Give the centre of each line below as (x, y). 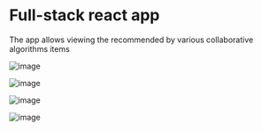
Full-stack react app (85, 15)
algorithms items (40, 48)
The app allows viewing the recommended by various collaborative (131, 40)
